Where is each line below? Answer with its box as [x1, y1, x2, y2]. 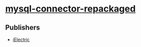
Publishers [5, 23, 40, 32]
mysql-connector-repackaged [5, 3, 136, 15]
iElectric [12, 36, 30, 42]
